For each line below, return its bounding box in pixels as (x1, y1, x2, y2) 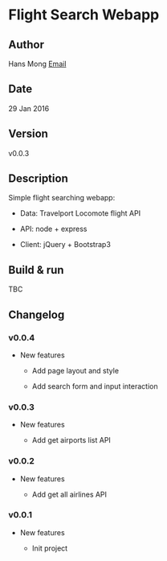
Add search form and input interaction (31, 381, 158, 391)
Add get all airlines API (31, 489, 107, 499)
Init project (31, 543, 68, 553)
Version (8, 127, 48, 141)
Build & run (8, 263, 64, 277)
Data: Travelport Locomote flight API (19, 208, 141, 218)
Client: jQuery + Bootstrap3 (19, 240, 111, 250)
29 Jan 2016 (8, 103, 50, 113)
